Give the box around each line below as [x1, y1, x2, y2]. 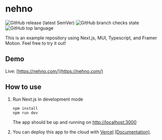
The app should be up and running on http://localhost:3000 [12, 119, 137, 125]
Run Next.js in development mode [12, 96, 84, 102]
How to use [5, 83, 42, 91]
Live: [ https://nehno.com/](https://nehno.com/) [5, 68, 103, 74]
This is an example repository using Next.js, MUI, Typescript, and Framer [5, 35, 157, 41]
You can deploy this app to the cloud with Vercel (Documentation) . [12, 129, 151, 135]
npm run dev [12, 110, 38, 115]
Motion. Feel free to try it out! [5, 40, 66, 46]
